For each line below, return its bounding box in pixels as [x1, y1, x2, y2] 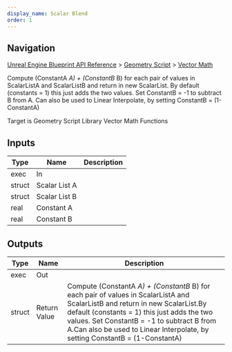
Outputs [7, 238, 43, 249]
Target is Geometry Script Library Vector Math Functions [7, 117, 168, 125]
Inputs [7, 137, 36, 149]
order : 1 [7, 17, 32, 24]
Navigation [7, 42, 55, 54]
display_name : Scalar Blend [7, 10, 88, 17]
